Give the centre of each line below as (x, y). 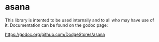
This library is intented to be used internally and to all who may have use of (80, 20)
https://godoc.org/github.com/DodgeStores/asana (55, 34)
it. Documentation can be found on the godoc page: (57, 25)
